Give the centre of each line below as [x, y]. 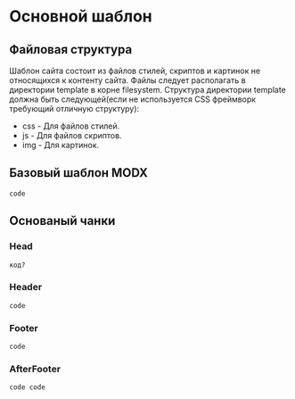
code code [28, 387]
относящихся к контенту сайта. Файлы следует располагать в [128, 80]
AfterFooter [35, 370]
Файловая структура [71, 50]
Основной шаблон [81, 17]
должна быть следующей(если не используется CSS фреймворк [133, 99]
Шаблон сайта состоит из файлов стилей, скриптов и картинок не [135, 71]
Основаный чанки [62, 221]
